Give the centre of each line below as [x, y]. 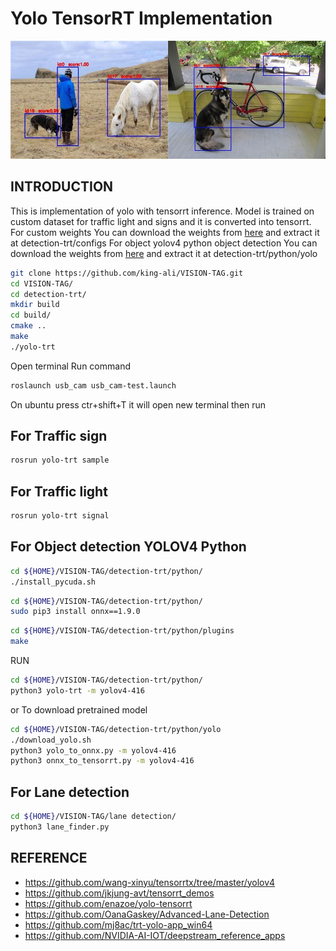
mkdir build [35, 305]
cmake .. [28, 326]
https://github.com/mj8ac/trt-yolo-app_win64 [118, 924]
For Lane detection [70, 792]
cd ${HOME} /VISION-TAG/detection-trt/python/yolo [116, 729]
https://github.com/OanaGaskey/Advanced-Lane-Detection [147, 914]
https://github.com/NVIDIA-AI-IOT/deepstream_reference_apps [155, 935]
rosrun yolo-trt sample [60, 460]
